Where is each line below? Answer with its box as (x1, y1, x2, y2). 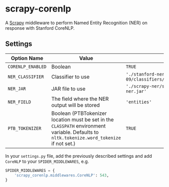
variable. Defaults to (51, 129, 99, 136)
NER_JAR (8, 86, 26, 91)
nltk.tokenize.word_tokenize (51, 135, 121, 141)
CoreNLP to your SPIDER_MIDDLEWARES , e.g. (5, 158, 89, 164)
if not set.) (51, 140, 75, 147)
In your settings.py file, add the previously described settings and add (5, 153, 152, 159)
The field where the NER (51, 95, 109, 102)
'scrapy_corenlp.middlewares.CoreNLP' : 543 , (14, 172, 109, 178)
